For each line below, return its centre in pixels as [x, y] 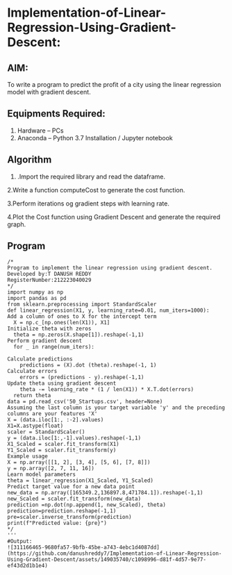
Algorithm [30, 160]
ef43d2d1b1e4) [28, 566]
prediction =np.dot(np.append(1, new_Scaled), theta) [87, 505]
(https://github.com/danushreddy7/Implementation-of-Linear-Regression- [115, 553]
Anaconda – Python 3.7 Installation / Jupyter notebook [95, 137]
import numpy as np [35, 292]
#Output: [20, 542]
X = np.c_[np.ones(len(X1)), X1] [62, 323]
